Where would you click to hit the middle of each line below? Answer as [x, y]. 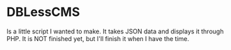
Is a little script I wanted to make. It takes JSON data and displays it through [115, 31]
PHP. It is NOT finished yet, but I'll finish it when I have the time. [98, 38]
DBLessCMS [43, 12]
